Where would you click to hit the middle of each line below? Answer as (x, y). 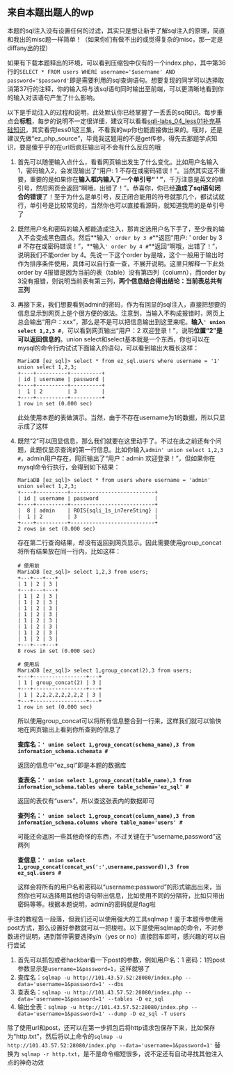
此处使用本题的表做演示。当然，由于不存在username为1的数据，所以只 (118, 417)
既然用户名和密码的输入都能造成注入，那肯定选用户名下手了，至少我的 (118, 229)
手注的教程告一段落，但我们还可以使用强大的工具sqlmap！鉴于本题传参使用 (115, 919)
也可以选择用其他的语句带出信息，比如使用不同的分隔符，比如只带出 (127, 895)
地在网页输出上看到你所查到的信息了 (69, 729)
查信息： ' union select (51, 860)
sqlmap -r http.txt (49, 1054)
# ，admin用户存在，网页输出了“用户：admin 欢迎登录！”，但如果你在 (116, 458)
